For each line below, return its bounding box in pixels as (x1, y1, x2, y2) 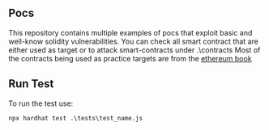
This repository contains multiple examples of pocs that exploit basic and (8, 27, 253, 37)
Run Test (8, 77, 54, 91)
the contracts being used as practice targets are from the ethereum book (8, 53, 253, 63)
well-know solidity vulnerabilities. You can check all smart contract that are (8, 36, 259, 46)
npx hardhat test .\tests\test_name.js (8, 114, 143, 122)
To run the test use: (8, 99, 74, 108)
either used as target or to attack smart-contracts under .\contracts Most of (8, 44, 261, 55)
